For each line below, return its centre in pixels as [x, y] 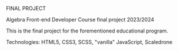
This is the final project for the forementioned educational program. [87, 31]
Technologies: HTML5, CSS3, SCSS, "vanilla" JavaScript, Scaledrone [89, 42]
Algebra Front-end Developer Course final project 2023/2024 [80, 19]
